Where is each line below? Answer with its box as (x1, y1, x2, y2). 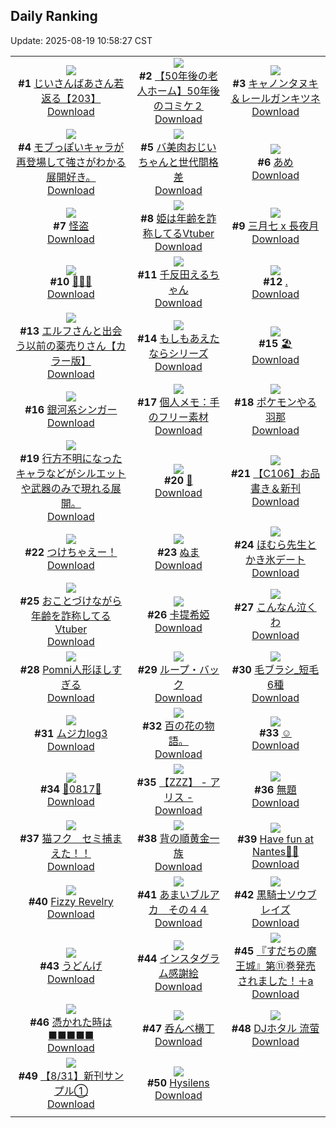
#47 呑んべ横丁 (142, 1021, 215, 1035)
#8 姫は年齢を (140, 211, 207, 225)
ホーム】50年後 (146, 84, 221, 98)
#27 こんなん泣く (234, 600, 317, 614)
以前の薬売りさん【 (25, 339, 117, 353)
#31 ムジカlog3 (34, 726, 108, 740)
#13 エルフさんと (19, 324, 103, 338)
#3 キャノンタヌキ (232, 76, 319, 90)
